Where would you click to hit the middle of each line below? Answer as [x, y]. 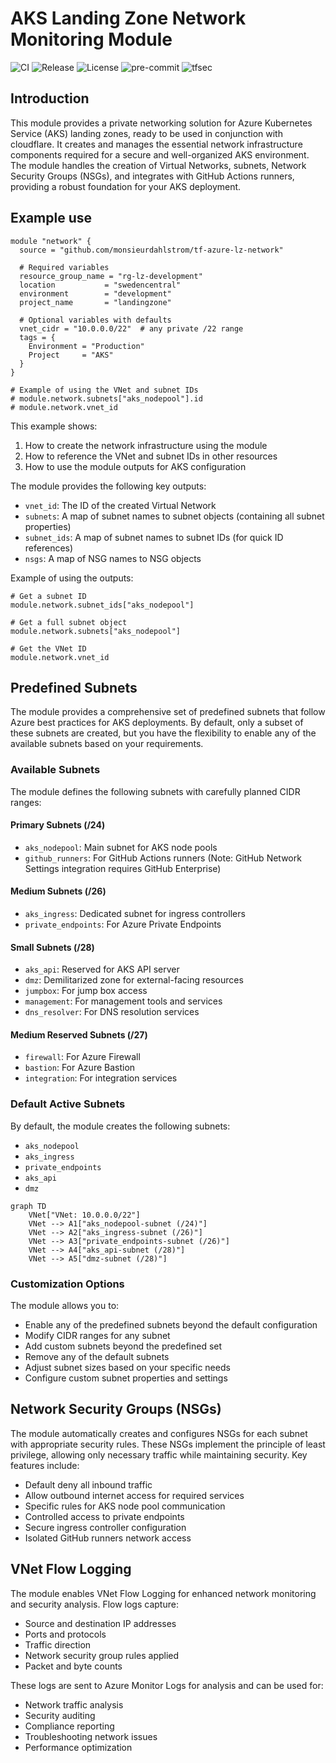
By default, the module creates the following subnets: [120, 1126]
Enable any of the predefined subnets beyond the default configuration [171, 1325]
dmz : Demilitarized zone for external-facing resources [134, 980]
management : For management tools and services [123, 1001]
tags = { [37, 337]
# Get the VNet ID [48, 648]
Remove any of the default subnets [97, 1357]
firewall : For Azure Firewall [82, 1057]
